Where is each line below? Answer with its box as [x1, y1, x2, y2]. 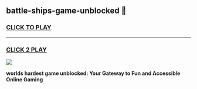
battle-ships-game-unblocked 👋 [6, 6, 127, 16]
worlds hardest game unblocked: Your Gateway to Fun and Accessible [6, 70, 181, 77]
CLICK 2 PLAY [6, 45, 47, 53]
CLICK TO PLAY [6, 23, 52, 32]
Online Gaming [6, 76, 43, 83]
